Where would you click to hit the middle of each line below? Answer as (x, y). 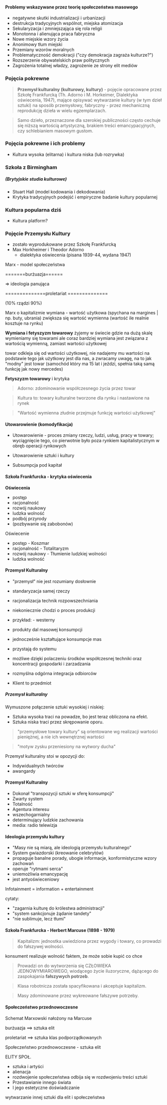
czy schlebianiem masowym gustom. (55, 131)
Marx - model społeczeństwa (35, 265)
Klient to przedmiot (32, 683)
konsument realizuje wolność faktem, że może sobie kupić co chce (74, 956)
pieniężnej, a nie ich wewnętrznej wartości (61, 737)
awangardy (24, 771)
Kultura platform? (30, 220)
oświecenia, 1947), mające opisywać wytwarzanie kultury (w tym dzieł (89, 100)
